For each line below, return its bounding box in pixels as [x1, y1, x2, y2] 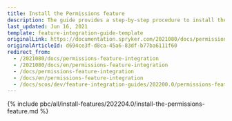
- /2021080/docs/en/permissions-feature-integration [13, 62, 168, 68]
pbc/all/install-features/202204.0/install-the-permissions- [39, 100, 205, 108]
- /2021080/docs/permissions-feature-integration [13, 55, 159, 62]
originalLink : [7, 36, 48, 43]
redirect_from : [7, 49, 51, 56]
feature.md [7, 107, 39, 115]
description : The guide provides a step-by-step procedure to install [7, 17, 215, 24]
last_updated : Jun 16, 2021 [7, 23, 88, 30]
